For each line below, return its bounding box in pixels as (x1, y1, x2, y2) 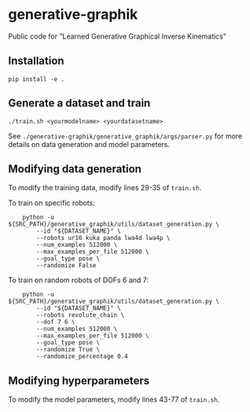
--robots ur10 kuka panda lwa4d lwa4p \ (36, 234, 171, 242)
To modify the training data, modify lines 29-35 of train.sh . (8, 183, 202, 193)
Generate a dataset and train (8, 97, 151, 110)
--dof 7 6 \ (36, 318, 76, 326)
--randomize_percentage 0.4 (36, 352, 128, 361)
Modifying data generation (8, 162, 142, 175)
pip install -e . (8, 75, 65, 83)
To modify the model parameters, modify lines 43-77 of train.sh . (8, 395, 220, 404)
